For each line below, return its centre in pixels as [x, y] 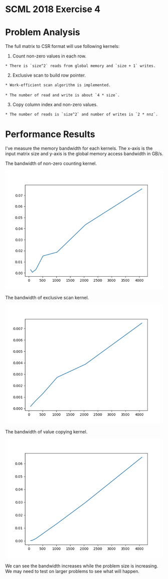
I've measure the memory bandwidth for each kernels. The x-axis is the [79, 148]
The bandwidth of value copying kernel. [46, 432]
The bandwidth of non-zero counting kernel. [51, 164]
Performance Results [50, 134]
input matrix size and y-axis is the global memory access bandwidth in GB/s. [84, 154]
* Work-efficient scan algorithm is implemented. [58, 85]
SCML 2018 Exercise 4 [53, 9]
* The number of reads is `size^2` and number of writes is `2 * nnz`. [81, 114]
